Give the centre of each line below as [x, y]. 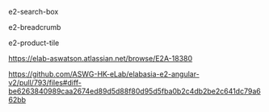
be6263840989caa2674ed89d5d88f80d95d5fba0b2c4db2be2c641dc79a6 [134, 91]
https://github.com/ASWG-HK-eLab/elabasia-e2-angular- [104, 74]
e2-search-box [34, 12]
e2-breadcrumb [35, 27]
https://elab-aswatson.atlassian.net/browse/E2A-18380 [101, 58]
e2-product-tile [34, 43]
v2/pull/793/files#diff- [45, 83]
